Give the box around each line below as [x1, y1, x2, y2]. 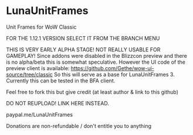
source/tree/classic [6, 71, 53, 78]
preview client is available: [6, 64, 70, 71]
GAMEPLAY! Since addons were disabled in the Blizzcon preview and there [6, 52, 188, 59]
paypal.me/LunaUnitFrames [6, 111, 73, 118]
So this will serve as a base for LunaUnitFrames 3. [53, 71, 175, 78]
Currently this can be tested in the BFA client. [6, 77, 116, 84]
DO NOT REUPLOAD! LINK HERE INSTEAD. [6, 99, 110, 106]
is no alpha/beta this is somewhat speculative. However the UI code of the [6, 58, 186, 65]
